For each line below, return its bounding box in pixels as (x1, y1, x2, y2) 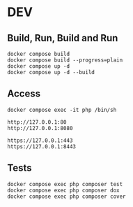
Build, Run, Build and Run (7, 32, 118, 44)
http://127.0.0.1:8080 (7, 124, 73, 131)
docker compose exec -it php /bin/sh (7, 106, 117, 113)
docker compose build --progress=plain (7, 57, 123, 64)
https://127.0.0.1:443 (7, 137, 73, 144)
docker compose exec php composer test (7, 180, 123, 187)
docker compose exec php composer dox (7, 187, 120, 194)
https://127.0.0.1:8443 (7, 143, 77, 150)
